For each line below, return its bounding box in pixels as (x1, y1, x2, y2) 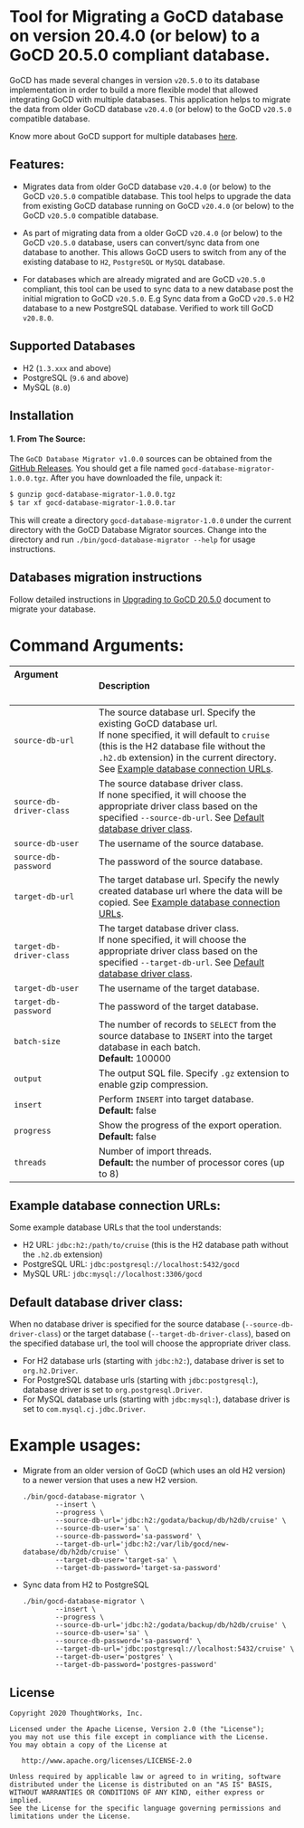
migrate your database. (9, 604, 97, 614)
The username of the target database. (98, 982, 260, 995)
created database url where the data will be (98, 884, 283, 897)
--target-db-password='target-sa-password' (55, 1564, 222, 1573)
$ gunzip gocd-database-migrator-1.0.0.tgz (9, 490, 176, 500)
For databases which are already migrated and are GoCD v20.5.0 (22, 273, 266, 284)
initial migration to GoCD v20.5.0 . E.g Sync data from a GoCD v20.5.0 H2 (22, 292, 295, 304)
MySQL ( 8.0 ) (22, 382, 71, 393)
